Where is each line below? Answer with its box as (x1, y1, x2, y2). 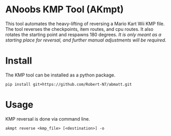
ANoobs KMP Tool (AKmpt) (5, 4, 124, 15)
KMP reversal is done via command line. (5, 115, 90, 122)
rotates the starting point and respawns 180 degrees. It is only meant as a (5, 31, 162, 37)
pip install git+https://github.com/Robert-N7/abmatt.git (5, 82, 132, 87)
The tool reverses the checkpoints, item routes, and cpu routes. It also (5, 26, 154, 32)
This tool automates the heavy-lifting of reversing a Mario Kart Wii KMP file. (5, 21, 165, 27)
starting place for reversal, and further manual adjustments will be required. (5, 37, 167, 43)
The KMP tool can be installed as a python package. (5, 72, 116, 78)
